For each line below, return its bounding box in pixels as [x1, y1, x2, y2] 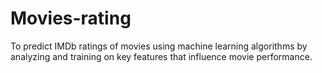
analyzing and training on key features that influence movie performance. [10, 50, 313, 62]
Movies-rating [10, 7, 132, 30]
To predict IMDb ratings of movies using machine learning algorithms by [10, 40, 308, 52]
